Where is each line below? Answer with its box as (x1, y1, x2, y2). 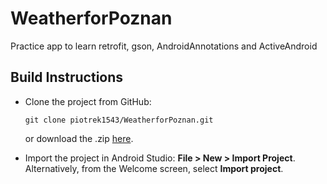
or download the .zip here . (24, 132, 134, 144)
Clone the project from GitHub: (24, 95, 152, 107)
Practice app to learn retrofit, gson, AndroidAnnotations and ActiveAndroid (10, 40, 318, 52)
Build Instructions (10, 69, 124, 86)
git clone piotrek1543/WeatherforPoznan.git (24, 115, 214, 125)
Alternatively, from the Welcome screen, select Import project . (24, 162, 284, 174)
